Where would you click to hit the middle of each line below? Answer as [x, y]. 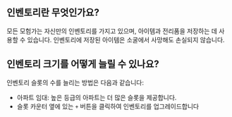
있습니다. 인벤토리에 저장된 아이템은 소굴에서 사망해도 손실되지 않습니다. [126, 39]
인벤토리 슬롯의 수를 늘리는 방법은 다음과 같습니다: [75, 82]
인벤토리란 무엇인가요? [53, 13]
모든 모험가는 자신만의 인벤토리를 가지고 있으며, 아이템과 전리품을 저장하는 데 [112, 31]
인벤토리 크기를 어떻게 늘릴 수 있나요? [83, 64]
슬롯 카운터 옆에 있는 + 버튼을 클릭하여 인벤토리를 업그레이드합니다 [108, 106]
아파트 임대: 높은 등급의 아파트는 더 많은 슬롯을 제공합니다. [97, 97]
